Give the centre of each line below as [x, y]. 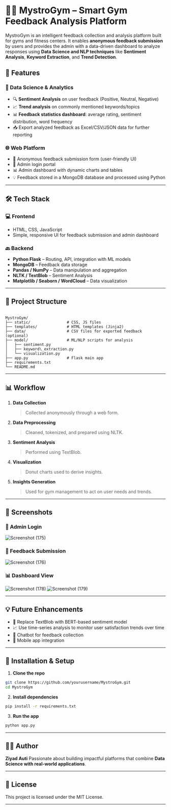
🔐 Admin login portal [34, 164]
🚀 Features [23, 73]
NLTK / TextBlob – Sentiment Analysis [52, 275]
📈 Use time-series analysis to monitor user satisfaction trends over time [88, 627]
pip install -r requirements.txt [41, 707]
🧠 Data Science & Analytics [39, 88]
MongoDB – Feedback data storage [50, 264]
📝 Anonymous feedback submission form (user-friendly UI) [75, 159]
